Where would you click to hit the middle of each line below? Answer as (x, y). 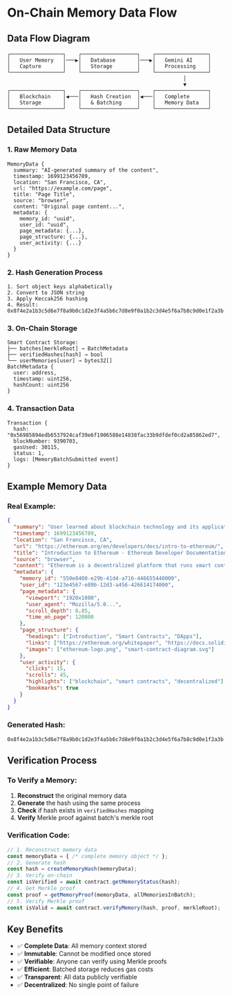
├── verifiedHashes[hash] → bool (55, 355)
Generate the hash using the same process (79, 803)
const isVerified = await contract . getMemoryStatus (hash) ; (94, 882)
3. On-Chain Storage (42, 328)
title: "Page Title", (45, 194)
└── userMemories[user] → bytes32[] (60, 361)
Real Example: (32, 506)
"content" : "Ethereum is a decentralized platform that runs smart (113, 566)
